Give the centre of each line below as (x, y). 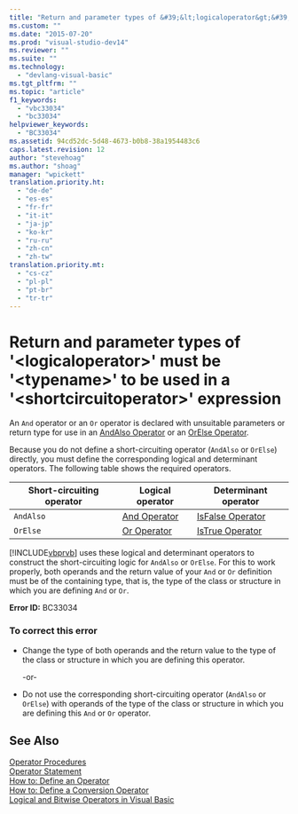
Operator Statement (45, 771)
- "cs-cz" (35, 273)
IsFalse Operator (231, 517)
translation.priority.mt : (57, 265)
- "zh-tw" (35, 257)
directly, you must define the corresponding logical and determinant (133, 459)
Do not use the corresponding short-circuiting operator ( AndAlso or (144, 694)
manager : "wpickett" (47, 174)
